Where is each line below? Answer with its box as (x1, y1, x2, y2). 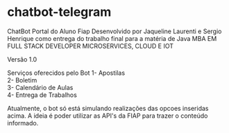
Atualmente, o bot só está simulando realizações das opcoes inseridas (7, 104, 209, 112)
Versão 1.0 (7, 55, 37, 63)
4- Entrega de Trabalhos (7, 91, 78, 99)
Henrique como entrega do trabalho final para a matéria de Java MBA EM (7, 34, 217, 42)
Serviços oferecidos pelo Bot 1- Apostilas (7, 69, 126, 77)
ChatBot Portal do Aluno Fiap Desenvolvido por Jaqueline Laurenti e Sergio (7, 27, 222, 35)
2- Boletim (7, 76, 37, 84)
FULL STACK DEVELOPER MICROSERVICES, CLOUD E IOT (7, 42, 173, 50)
